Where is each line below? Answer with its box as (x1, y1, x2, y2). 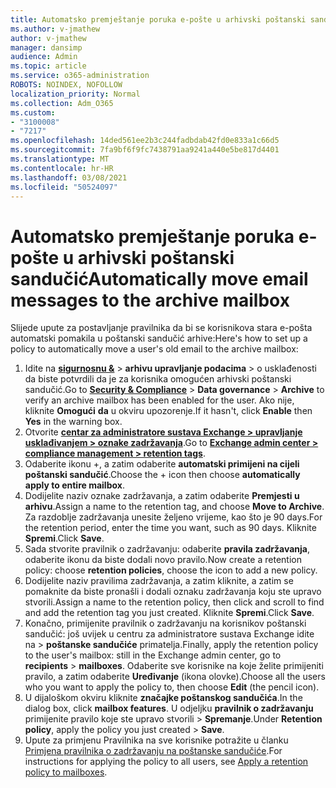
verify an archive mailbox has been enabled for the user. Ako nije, (24, 394, 295, 406)
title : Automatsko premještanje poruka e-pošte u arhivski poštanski (10, 14, 307, 25)
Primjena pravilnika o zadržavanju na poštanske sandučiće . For (24, 745, 283, 757)
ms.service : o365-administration (10, 71, 150, 81)
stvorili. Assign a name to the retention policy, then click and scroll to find (24, 596, 325, 608)
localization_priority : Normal (10, 89, 141, 99)
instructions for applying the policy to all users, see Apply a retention (24, 756, 309, 768)
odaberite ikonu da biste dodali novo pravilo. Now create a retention (24, 554, 302, 566)
